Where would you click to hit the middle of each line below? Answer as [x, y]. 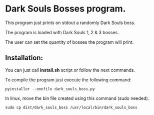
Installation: [24, 58]
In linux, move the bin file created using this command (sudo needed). [77, 98]
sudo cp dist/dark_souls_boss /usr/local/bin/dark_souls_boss [71, 107]
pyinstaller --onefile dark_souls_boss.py [50, 89]
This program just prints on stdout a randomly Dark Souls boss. [70, 23]
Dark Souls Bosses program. [65, 9]
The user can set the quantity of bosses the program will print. [69, 42]
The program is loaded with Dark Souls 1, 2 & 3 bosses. [62, 32]
